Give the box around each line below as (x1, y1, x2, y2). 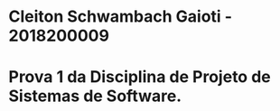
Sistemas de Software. (8, 86, 182, 106)
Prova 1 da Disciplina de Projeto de (8, 67, 272, 88)
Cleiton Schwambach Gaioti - (8, 6, 232, 27)
